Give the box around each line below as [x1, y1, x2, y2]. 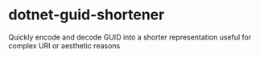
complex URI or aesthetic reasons [8, 40, 121, 50]
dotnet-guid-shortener [8, 6, 165, 24]
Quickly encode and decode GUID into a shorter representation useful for [8, 32, 252, 42]
